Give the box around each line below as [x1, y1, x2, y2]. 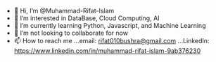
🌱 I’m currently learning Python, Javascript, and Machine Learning [13, 22, 206, 29]
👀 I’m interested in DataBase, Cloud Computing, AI [13, 14, 160, 22]
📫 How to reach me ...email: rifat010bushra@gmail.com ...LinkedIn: [13, 37, 210, 45]
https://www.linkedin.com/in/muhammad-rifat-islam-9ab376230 [13, 47, 201, 55]
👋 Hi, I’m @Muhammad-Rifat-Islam [13, 7, 115, 15]
